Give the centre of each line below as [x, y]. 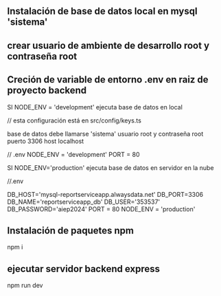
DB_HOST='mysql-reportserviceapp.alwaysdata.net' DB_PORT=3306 [105, 194]
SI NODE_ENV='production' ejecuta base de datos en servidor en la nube [110, 167]
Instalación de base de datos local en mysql [102, 11]
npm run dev [25, 286]
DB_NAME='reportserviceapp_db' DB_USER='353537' [84, 202]
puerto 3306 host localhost [46, 141]
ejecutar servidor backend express [83, 269]
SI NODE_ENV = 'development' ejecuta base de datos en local [95, 107]
